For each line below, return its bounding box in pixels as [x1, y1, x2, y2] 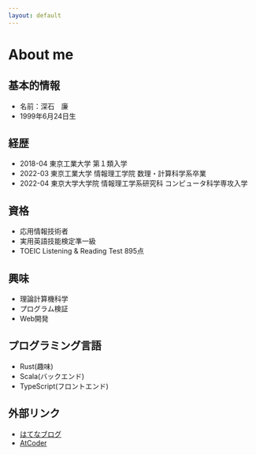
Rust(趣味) [19, 361, 54, 371]
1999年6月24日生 [19, 111, 76, 121]
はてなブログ [19, 429, 61, 438]
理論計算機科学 [19, 294, 69, 304]
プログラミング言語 [8, 339, 102, 352]
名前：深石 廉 [19, 101, 69, 111]
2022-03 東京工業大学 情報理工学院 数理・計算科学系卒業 [19, 169, 206, 179]
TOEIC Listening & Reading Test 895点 [19, 246, 144, 256]
